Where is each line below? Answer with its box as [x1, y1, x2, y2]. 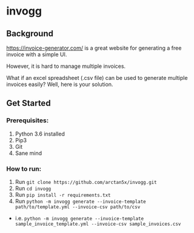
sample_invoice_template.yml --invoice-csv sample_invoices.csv [15, 221, 181, 227]
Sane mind [15, 149, 42, 157]
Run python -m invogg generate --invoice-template [15, 197, 147, 205]
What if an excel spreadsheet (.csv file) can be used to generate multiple [6, 74, 188, 81]
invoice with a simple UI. [6, 51, 67, 58]
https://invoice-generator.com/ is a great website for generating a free [6, 44, 182, 51]
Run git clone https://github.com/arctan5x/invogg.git [15, 178, 157, 185]
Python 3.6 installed [15, 130, 65, 137]
